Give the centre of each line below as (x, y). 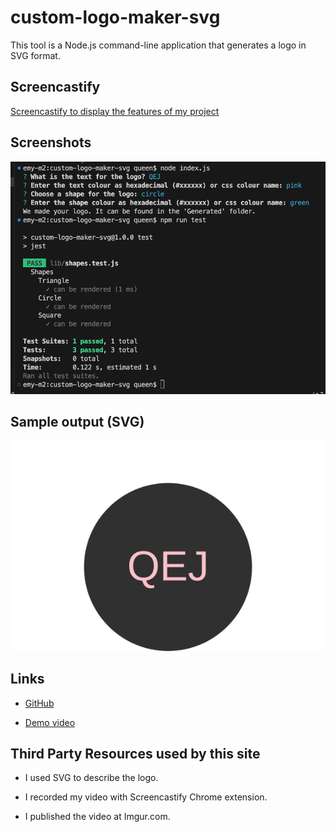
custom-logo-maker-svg (115, 17)
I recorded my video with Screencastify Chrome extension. (146, 797)
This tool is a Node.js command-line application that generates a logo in (158, 45)
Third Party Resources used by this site (135, 754)
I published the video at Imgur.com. (97, 817)
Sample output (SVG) (77, 422)
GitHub (39, 703)
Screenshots (51, 142)
